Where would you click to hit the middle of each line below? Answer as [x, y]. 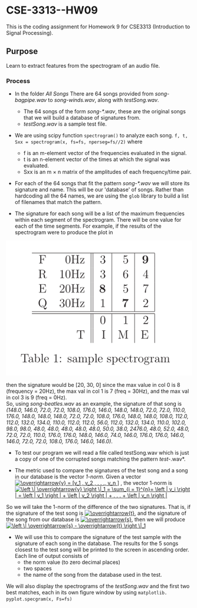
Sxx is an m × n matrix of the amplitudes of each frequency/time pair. [107, 172]
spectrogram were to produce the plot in [64, 232]
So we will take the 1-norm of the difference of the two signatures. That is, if [98, 507]
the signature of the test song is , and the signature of [96, 513]
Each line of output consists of [52, 556]
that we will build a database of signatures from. [82, 118]
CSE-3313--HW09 [52, 10]
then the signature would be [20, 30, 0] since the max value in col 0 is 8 [93, 385]
